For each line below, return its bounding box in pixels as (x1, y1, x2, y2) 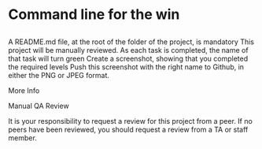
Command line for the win (8, 6, 180, 24)
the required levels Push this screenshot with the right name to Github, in (8, 61, 245, 72)
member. (8, 132, 37, 143)
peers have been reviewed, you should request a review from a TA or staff (8, 125, 249, 134)
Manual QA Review (8, 101, 69, 110)
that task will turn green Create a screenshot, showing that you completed (8, 54, 249, 63)
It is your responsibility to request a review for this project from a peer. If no (8, 116, 253, 125)
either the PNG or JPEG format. (8, 70, 110, 80)
